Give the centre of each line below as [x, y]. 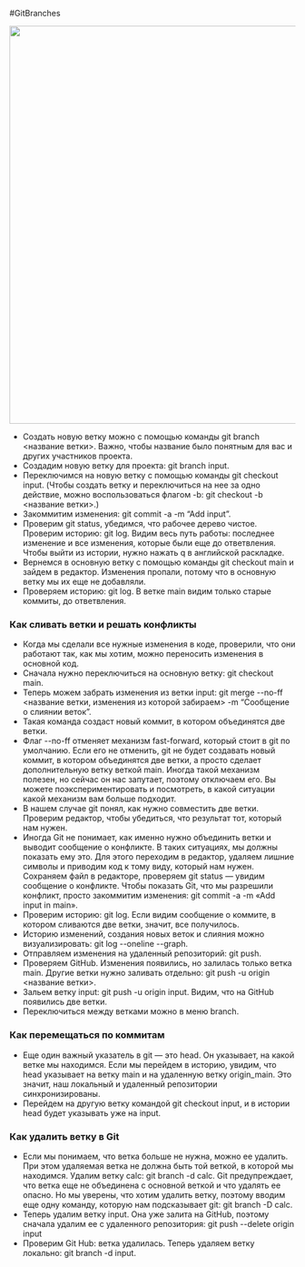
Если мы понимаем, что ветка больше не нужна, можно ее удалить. [155, 1156]
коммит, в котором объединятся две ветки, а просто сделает [142, 760]
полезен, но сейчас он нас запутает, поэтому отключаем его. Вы [149, 779]
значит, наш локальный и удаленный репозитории [120, 1084]
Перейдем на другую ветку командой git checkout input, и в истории [156, 1103]
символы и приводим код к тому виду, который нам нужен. [138, 867]
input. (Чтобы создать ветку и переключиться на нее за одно [141, 485]
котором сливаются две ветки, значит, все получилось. [131, 925]
